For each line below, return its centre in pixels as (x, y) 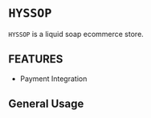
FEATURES (36, 59)
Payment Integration (53, 79)
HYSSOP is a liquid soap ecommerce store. (76, 34)
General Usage (46, 104)
